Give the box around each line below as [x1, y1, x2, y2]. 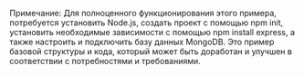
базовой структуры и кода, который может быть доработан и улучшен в [9, 46, 292, 57]
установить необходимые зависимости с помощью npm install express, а [9, 27, 295, 37]
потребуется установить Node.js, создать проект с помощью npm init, [9, 17, 284, 28]
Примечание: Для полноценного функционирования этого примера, [9, 8, 277, 18]
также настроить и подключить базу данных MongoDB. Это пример [9, 36, 275, 47]
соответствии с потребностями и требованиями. [9, 56, 201, 66]
